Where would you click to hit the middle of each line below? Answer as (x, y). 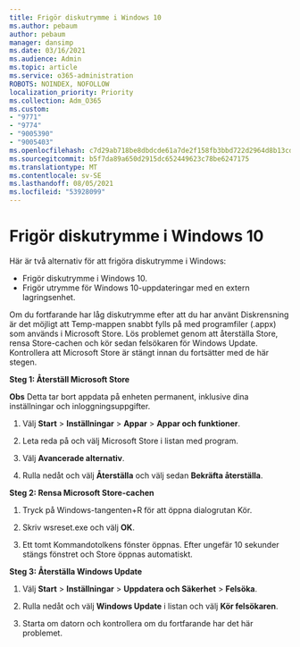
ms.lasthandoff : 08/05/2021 (62, 184)
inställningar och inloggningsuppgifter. (80, 406)
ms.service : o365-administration (71, 76)
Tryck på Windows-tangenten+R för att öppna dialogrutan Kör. (137, 509)
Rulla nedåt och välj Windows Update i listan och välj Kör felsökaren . (150, 606)
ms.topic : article (43, 68)
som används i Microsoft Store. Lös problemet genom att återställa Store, (144, 333)
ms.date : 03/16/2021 (48, 51)
